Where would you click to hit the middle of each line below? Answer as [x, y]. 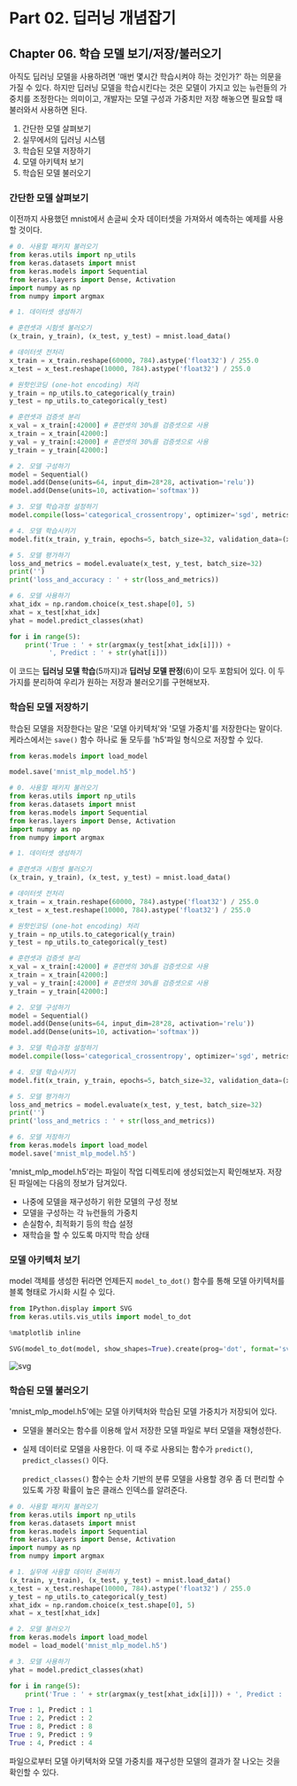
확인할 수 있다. [34, 1772]
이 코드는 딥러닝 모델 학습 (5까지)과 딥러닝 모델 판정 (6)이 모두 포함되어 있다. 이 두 [147, 671]
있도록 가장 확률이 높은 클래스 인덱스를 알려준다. [104, 1489]
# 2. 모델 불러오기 [39, 1629]
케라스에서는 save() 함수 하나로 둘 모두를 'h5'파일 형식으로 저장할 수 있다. [136, 739]
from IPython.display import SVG [71, 1309]
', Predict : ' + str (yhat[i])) [108, 653]
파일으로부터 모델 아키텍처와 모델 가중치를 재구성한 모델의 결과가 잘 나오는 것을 [145, 1761]
